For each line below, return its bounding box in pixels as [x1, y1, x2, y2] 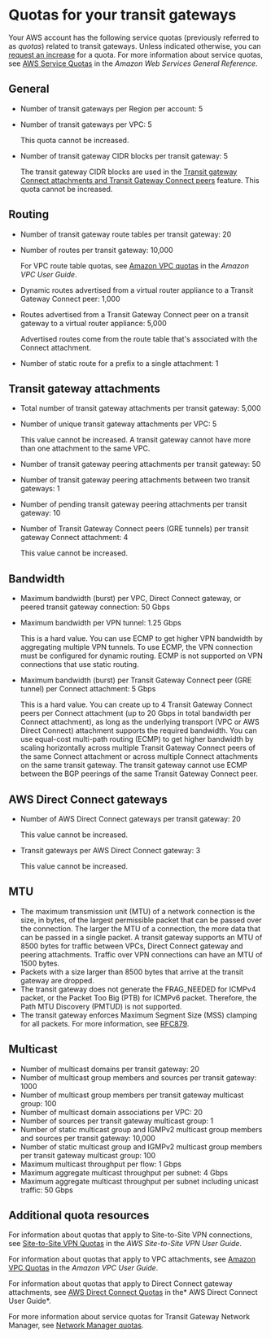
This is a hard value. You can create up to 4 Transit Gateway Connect [20, 700, 253, 709]
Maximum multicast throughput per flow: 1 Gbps [20, 1159, 181, 1169]
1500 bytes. [20, 958, 59, 968]
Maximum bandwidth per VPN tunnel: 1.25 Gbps [20, 618, 181, 628]
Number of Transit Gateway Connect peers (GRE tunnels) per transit [20, 524, 249, 534]
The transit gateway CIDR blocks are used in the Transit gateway [20, 167, 238, 177]
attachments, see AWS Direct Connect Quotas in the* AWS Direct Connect [8, 1288, 258, 1297]
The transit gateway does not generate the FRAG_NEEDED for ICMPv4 [20, 984, 256, 994]
